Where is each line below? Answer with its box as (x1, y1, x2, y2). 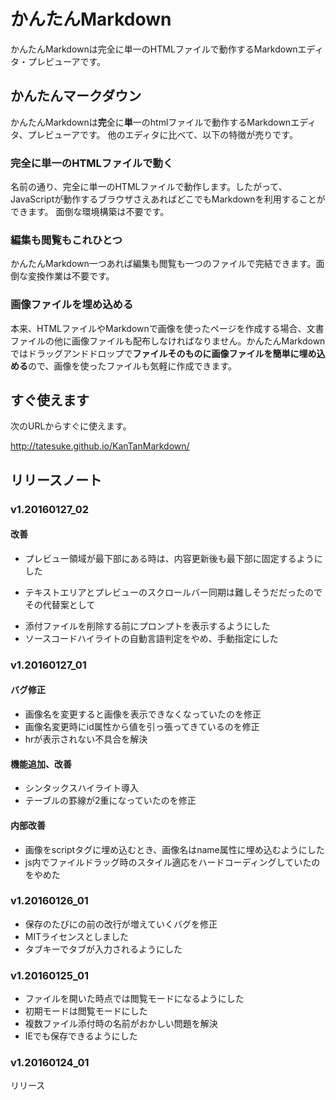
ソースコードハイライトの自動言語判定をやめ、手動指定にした (24, 632, 279, 644)
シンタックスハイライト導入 (24, 782, 140, 794)
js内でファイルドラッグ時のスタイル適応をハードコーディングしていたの (24, 856, 321, 868)
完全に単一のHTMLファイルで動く (10, 156, 174, 170)
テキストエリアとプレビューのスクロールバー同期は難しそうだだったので (24, 586, 323, 598)
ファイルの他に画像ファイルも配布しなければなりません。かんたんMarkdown (10, 335, 326, 347)
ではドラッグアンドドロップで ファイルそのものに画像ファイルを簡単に (10, 347, 300, 359)
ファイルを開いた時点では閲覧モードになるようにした (24, 993, 245, 1005)
